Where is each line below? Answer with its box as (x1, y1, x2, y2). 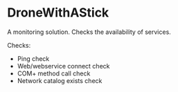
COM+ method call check (17, 69, 91, 77)
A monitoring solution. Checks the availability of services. (7, 28, 171, 36)
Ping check (17, 54, 50, 63)
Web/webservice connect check (17, 62, 110, 70)
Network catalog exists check (17, 76, 103, 84)
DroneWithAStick (7, 5, 109, 21)
